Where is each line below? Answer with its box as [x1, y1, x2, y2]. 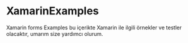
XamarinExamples [6, 4, 99, 18]
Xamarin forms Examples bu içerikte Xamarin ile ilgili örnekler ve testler [6, 24, 182, 31]
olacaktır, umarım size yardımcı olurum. [6, 30, 103, 37]
